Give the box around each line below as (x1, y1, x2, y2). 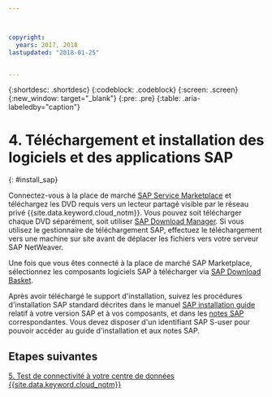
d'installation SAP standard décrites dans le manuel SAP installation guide (8, 300, 256, 310)
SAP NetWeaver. (8, 242, 63, 252)
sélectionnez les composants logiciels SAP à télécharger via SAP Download (8, 267, 261, 277)
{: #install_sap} (8, 175, 58, 185)
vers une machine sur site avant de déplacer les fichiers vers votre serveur (8, 233, 259, 244)
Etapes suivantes (8, 349, 98, 363)
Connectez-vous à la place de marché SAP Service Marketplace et (8, 190, 231, 200)
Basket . (8, 276, 34, 286)
